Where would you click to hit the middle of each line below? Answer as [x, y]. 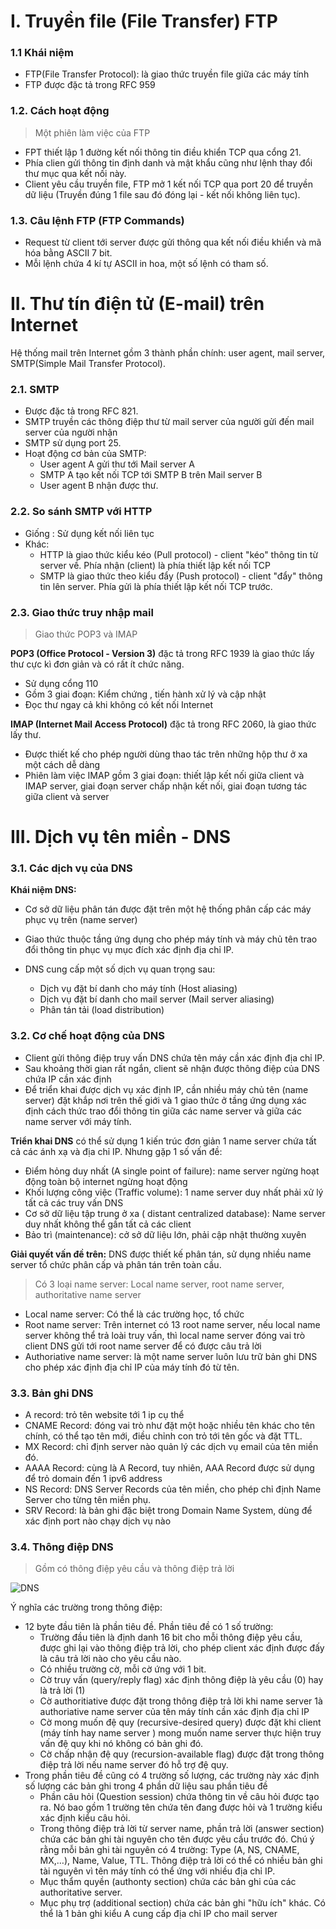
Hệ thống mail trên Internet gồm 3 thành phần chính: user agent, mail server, [168, 353]
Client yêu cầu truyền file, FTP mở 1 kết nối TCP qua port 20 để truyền [169, 184]
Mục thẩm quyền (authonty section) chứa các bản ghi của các [168, 1882]
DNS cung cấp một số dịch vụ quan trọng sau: [120, 969]
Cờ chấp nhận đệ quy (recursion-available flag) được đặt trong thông [182, 1754]
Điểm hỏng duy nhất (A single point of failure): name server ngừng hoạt [172, 1171]
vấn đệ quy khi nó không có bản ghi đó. [121, 1744]
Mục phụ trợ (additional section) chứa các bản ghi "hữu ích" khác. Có [182, 1903]
